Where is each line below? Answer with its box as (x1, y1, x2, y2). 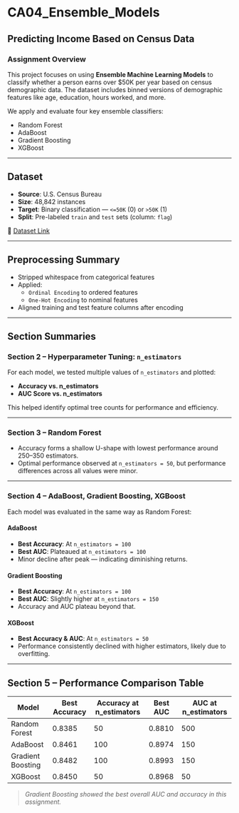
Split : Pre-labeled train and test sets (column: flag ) (17, 212, 173, 221)
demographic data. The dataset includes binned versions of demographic (7, 85, 223, 94)
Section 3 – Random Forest (7, 428, 102, 438)
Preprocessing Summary (7, 254, 120, 266)
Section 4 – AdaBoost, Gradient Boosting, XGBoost (7, 491, 186, 501)
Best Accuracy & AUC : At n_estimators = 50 (17, 635, 149, 643)
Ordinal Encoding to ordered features (28, 288, 139, 296)
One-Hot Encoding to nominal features (28, 296, 139, 304)
